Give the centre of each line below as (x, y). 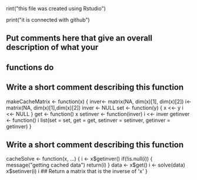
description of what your (52, 47)
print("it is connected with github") (48, 20)
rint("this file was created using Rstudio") (56, 9)
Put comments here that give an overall (79, 38)
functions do (30, 67)
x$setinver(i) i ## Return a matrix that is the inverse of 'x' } (77, 171)
